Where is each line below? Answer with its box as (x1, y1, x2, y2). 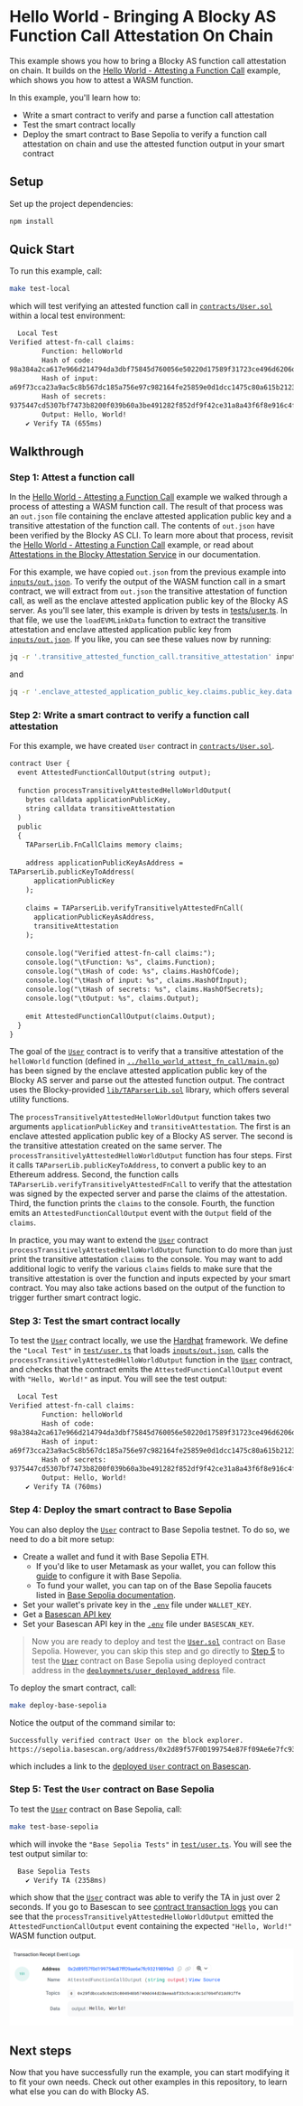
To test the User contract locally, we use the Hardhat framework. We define (9, 1335, 289, 1346)
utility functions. (9, 1094, 69, 1105)
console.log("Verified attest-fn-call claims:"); (25, 949, 216, 959)
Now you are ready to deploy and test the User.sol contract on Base (31, 1635, 286, 1646)
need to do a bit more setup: (9, 1533, 115, 1544)
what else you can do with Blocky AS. (9, 2086, 150, 2097)
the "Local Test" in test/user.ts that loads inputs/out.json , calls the (9, 1344, 269, 1356)
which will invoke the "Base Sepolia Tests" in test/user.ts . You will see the (9, 1839, 292, 1849)
